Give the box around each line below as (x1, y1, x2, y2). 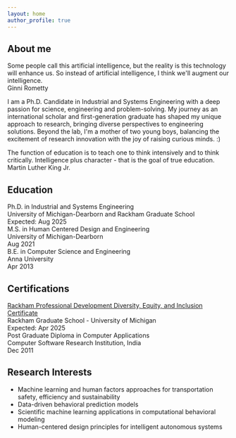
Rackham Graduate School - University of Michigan (7, 316, 156, 324)
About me (7, 43, 51, 55)
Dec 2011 (7, 346, 34, 354)
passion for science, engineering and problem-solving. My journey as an (7, 105, 218, 113)
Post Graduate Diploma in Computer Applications (7, 331, 150, 340)
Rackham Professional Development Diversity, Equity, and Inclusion (7, 301, 203, 309)
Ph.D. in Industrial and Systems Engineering (7, 202, 135, 211)
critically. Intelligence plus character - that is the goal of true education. (7, 156, 215, 165)
